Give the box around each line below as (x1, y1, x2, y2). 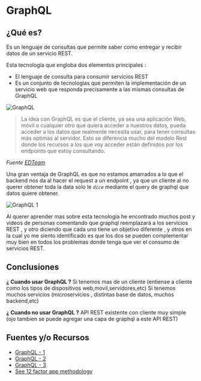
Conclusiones (6, 262, 59, 272)
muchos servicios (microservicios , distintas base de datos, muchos (6, 290, 174, 298)
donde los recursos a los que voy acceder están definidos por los (20, 141, 183, 148)
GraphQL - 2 (14, 355, 46, 362)
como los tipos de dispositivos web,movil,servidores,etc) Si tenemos (6, 284, 176, 292)
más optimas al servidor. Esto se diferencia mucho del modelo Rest (20, 134, 187, 142)
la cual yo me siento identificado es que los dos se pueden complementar (6, 232, 189, 239)
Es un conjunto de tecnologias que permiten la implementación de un (14, 79, 187, 86)
